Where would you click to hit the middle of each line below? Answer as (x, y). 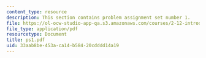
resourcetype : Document (37, 34)
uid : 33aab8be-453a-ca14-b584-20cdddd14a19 (63, 46)
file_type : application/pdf (42, 29)
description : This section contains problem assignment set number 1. (98, 18)
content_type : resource (37, 12)
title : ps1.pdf (26, 40)
